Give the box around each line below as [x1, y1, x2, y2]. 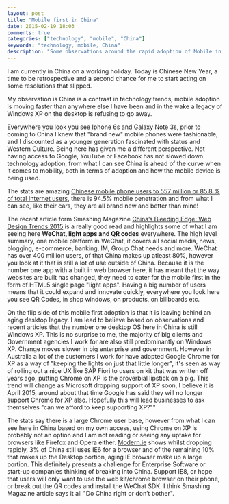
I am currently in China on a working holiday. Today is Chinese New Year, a [7, 67, 218, 75]
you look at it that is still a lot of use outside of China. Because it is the [7, 259, 204, 267]
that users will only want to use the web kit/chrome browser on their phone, [7, 475, 220, 483]
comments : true [7, 29, 51, 36]
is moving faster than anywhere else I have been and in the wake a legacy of [7, 102, 223, 110]
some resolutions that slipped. [7, 82, 92, 90]
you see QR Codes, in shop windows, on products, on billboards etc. [7, 295, 200, 303]
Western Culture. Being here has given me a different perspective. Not [7, 145, 205, 153]
